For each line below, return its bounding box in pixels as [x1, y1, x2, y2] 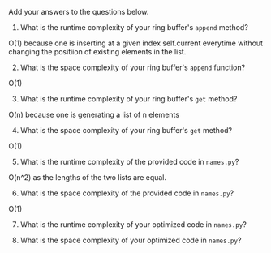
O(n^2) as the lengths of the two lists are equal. [8, 173, 167, 182]
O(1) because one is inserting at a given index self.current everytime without [8, 38, 264, 48]
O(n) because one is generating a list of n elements [8, 109, 180, 119]
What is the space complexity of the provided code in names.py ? [19, 188, 234, 198]
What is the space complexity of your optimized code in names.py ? [19, 235, 242, 245]
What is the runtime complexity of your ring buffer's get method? [19, 94, 238, 104]
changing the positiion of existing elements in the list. [8, 47, 187, 56]
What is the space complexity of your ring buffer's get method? [19, 126, 233, 135]
